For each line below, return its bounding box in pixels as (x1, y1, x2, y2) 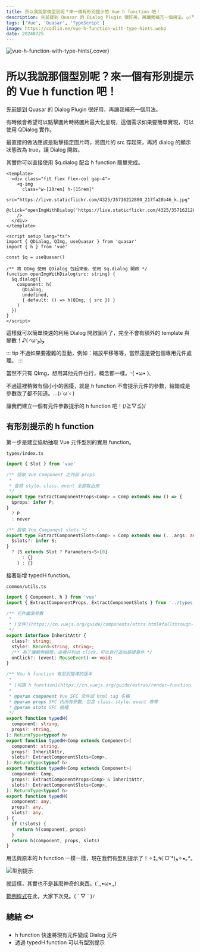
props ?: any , (11, 804, 44, 811)
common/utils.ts (6, 583, 46, 590)
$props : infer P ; (11, 500, 55, 506)
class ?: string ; (11, 638, 52, 644)
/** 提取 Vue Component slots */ (6, 526, 87, 533)
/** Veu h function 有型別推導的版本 (6, 671, 93, 677)
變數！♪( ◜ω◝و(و (6, 337, 45, 344)
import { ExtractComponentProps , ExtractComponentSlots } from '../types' (6, 599, 196, 606)
